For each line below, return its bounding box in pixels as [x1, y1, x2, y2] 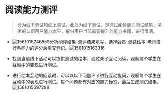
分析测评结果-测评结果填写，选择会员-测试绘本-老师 [49, 38, 157, 45]
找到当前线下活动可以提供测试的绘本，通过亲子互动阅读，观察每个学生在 [12, 55, 161, 61]
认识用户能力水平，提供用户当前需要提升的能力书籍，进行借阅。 [26, 28, 158, 34]
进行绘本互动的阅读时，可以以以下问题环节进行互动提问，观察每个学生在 [12, 72, 161, 78]
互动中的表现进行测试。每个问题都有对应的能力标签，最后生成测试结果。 [12, 78, 161, 85]
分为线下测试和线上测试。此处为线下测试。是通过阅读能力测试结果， [17, 22, 158, 28]
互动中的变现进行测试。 [12, 62, 61, 68]
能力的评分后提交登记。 [21, 45, 70, 51]
